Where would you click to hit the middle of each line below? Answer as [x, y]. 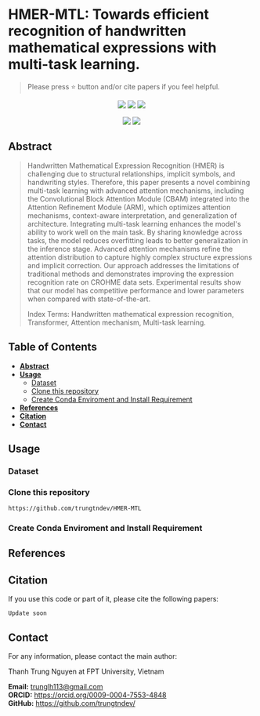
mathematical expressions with [112, 48]
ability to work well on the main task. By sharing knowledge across [135, 232]
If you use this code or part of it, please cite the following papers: [114, 599]
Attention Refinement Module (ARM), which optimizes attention [129, 207]
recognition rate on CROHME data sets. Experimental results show [134, 282]
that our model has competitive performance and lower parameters [135, 290]
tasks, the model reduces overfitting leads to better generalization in [137, 240]
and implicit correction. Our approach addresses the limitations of [133, 265]
